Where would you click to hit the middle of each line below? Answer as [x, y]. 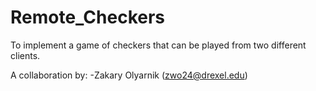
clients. [25, 55]
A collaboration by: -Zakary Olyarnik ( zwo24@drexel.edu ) [129, 75]
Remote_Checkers [88, 17]
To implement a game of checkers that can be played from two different [158, 45]
